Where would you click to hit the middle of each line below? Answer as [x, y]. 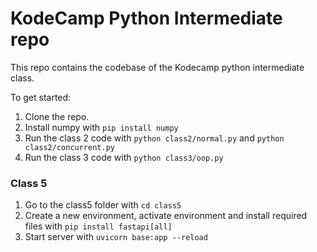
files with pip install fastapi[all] [98, 226]
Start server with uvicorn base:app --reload [116, 237]
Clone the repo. [57, 116]
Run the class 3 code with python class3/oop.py [124, 157]
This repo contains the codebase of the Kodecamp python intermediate [157, 67]
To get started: [41, 97]
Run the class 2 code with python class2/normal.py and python [154, 138]
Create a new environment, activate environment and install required [166, 216]
